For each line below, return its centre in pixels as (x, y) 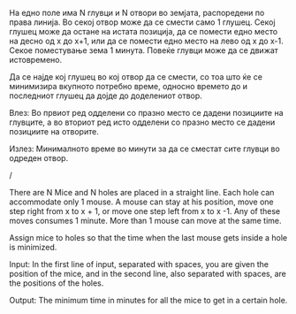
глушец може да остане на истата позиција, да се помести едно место (144, 31)
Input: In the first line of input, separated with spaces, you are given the (139, 264)
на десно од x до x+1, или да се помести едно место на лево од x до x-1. (147, 41)
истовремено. (36, 60)
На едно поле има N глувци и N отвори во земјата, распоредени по (137, 13)
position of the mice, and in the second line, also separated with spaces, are (148, 274)
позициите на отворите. (54, 131)
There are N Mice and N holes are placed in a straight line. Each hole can (142, 192)
